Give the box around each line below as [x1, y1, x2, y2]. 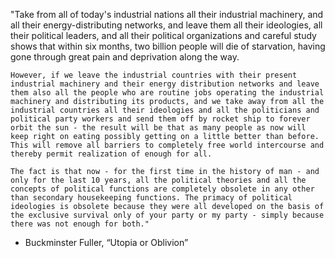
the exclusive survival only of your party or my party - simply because [10, 210, 325, 220]
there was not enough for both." [10, 219, 150, 229]
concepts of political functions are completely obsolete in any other [10, 184, 315, 194]
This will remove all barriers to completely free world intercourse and [10, 140, 325, 150]
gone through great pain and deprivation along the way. [10, 51, 240, 63]
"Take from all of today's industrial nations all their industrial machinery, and [10, 9, 324, 20]
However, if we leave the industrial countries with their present [10, 70, 298, 80]
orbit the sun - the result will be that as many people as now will [10, 123, 307, 133]
